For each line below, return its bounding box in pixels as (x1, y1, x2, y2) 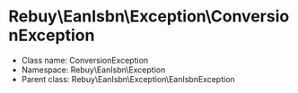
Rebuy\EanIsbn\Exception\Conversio (8, 6, 290, 27)
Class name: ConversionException (21, 55, 149, 65)
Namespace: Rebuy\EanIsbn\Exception (21, 64, 166, 75)
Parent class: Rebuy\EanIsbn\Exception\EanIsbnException (21, 73, 235, 84)
